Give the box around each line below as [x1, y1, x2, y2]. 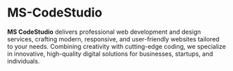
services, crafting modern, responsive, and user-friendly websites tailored [7, 34, 220, 43]
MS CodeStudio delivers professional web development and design [7, 28, 202, 36]
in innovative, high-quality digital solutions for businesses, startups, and [7, 50, 214, 58]
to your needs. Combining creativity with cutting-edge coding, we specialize [7, 42, 226, 50]
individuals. [7, 57, 40, 65]
